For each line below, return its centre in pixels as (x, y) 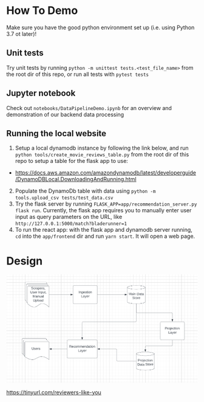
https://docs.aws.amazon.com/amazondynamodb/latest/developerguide (105, 173)
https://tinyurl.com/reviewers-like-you (54, 392)
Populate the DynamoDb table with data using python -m (85, 191)
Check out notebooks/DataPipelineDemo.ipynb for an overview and (89, 108)
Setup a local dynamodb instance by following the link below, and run (102, 148)
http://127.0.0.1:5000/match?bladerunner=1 (71, 224)
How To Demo (42, 11)
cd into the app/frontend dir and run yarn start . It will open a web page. (105, 236)
